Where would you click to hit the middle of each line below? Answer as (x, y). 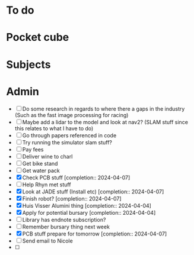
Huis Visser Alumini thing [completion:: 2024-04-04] (87, 205)
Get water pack (41, 170)
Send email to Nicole (47, 241)
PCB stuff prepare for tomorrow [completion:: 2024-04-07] (95, 234)
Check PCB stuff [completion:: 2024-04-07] (76, 177)
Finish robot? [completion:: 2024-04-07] (72, 198)
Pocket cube (38, 38)
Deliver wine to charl (47, 156)
